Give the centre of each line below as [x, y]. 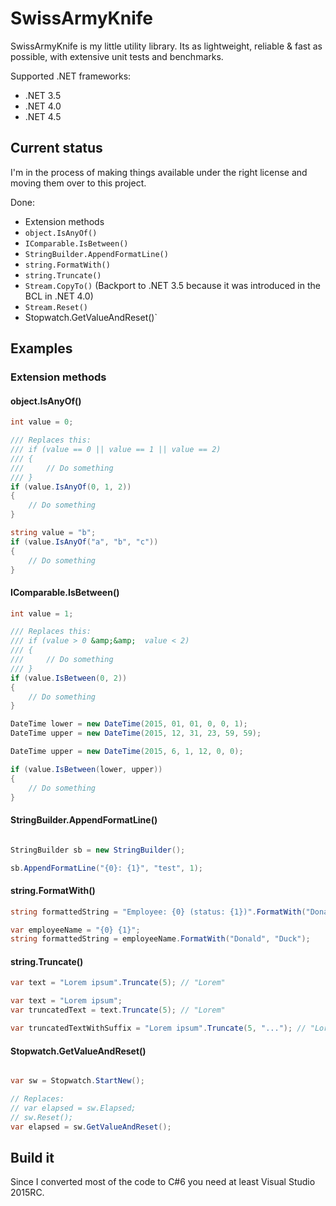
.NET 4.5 [43, 116]
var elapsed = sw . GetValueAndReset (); [91, 1127]
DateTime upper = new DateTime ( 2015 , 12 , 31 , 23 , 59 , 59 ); [136, 733]
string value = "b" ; [53, 533]
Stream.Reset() [56, 307]
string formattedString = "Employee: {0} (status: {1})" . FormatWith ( [158, 912]
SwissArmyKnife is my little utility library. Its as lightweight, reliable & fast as [166, 46]
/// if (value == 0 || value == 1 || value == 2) [116, 450]
